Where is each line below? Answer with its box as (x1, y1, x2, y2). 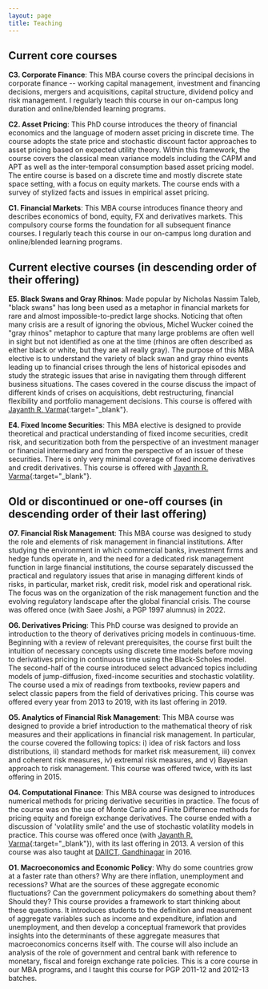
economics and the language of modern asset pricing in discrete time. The (8, 128, 254, 138)
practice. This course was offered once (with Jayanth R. (8, 830, 194, 839)
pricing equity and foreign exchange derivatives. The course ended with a (8, 813, 252, 822)
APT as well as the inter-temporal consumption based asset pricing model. (8, 162, 254, 172)
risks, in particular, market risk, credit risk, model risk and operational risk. (8, 579, 252, 589)
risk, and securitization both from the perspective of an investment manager (8, 437, 259, 447)
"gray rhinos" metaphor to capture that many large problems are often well (8, 328, 254, 338)
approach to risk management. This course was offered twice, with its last (8, 763, 253, 773)
